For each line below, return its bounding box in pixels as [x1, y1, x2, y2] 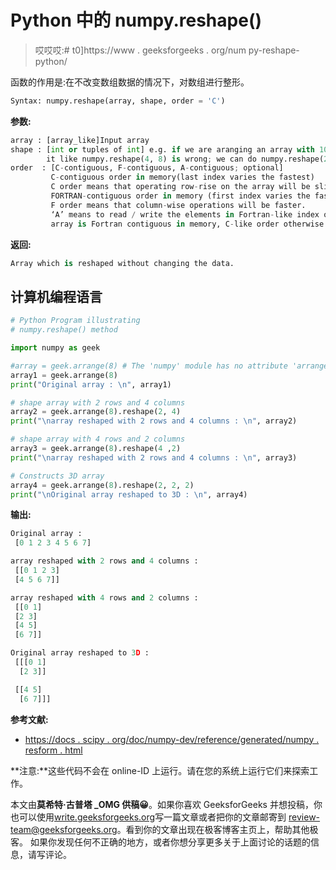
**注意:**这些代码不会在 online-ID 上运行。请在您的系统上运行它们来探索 [10, 764, 310, 776]
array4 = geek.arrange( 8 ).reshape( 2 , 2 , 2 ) [10, 480, 195, 490]
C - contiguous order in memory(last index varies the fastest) [50, 172, 315, 183]
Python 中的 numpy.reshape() [10, 9, 262, 32]
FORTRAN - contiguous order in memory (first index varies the [50, 191, 311, 201]
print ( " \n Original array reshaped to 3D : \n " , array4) [10, 489, 248, 500]
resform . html [24, 744, 83, 756]
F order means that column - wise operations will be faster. [50, 200, 307, 210]
